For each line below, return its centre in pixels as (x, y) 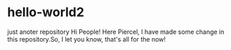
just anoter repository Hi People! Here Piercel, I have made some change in (116, 32)
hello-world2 (46, 12)
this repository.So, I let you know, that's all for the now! (87, 39)
